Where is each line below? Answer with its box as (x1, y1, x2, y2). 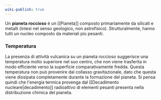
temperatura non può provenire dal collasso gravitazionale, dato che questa (5, 69, 156, 75)
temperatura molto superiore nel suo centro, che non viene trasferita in (5, 58, 147, 64)
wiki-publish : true (5, 7, 45, 12)
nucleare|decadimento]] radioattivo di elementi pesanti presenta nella (5, 84, 144, 90)
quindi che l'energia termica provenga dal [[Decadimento (5, 79, 119, 85)
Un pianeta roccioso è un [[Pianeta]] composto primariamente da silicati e (5, 20, 154, 26)
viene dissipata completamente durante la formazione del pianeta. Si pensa (5, 74, 156, 80)
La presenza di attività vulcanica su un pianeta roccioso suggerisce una (5, 54, 148, 59)
